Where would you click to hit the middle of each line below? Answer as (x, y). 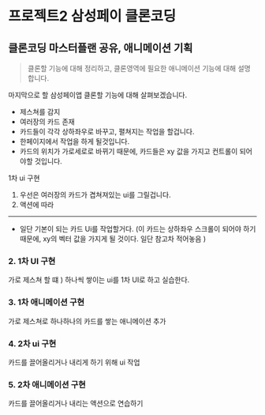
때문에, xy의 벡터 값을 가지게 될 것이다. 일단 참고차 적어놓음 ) (113, 239)
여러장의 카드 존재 (47, 122)
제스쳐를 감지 (40, 112)
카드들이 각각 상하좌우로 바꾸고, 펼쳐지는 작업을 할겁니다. (107, 132)
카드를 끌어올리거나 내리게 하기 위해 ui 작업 (74, 362)
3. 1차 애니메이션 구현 (47, 303)
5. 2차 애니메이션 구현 (47, 384)
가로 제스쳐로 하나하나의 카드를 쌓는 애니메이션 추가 (87, 321)
